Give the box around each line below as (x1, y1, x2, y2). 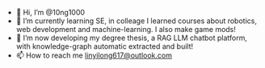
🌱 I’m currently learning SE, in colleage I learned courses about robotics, (15, 16, 257, 26)
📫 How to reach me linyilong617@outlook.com (15, 50, 172, 60)
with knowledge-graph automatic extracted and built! (15, 42, 194, 51)
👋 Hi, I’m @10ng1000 (15, 8, 86, 17)
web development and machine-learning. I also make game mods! (15, 25, 237, 34)
